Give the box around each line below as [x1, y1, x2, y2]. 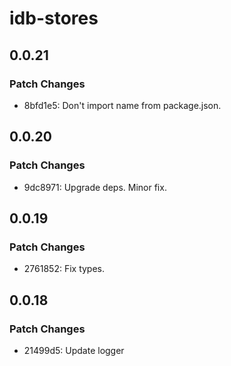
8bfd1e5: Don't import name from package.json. [23, 99, 222, 111]
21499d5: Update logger [23, 344, 125, 356]
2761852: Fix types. [23, 263, 106, 275]
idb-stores [9, 7, 99, 30]
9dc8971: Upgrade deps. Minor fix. [23, 181, 167, 193]
